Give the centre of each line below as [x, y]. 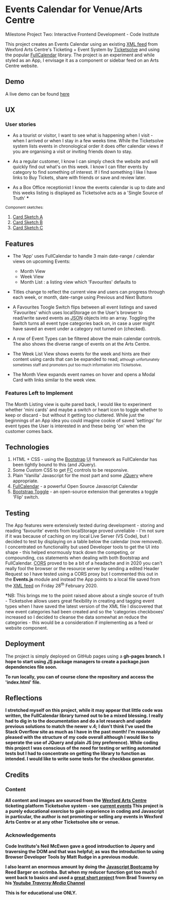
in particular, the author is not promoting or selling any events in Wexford [84, 817]
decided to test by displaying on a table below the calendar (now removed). [84, 542]
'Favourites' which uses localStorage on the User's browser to [78, 313]
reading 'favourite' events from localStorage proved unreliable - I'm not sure [85, 531]
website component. [27, 628]
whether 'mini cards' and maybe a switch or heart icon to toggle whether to [84, 410]
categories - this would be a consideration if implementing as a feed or [79, 622]
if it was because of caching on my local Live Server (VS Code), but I [77, 536]
